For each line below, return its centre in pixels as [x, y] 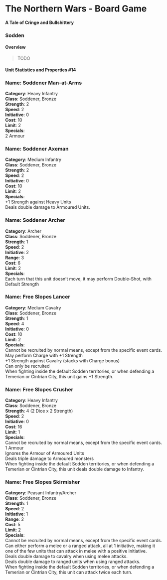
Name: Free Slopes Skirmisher [43, 482]
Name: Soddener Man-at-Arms [44, 83]
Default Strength [22, 284]
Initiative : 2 [17, 252]
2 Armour [15, 136]
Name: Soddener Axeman [37, 148]
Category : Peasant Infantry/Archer [41, 493]
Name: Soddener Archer [35, 220]
